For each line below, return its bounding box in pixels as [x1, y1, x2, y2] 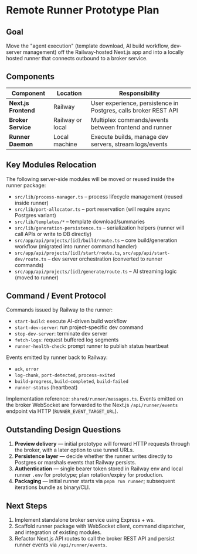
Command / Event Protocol [6, 291, 107, 301]
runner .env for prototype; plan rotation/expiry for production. [14, 471, 164, 478]
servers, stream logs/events [90, 140, 168, 148]
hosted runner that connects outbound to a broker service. [6, 55, 148, 61]
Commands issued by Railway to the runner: [6, 306, 113, 313]
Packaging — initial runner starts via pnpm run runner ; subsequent [14, 478, 175, 485]
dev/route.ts [14, 256, 47, 262]
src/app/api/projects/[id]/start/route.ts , [14, 249, 122, 256]
